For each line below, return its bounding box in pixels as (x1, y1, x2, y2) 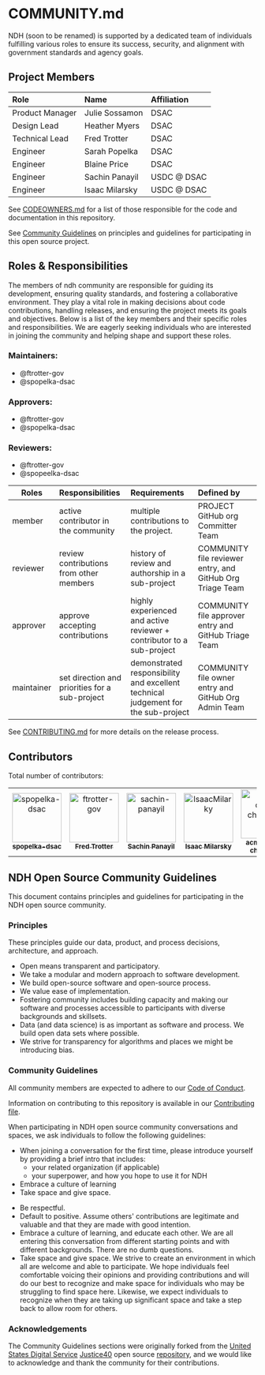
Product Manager (12, 107, 77, 118)
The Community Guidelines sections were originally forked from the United (8, 1341, 252, 1351)
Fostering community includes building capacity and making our (19, 995, 229, 1005)
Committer (197, 520, 237, 531)
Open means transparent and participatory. (19, 961, 160, 971)
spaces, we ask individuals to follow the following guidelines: (8, 1130, 207, 1140)
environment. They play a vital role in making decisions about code (8, 297, 226, 306)
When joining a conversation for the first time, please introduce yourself (19, 1145, 254, 1155)
